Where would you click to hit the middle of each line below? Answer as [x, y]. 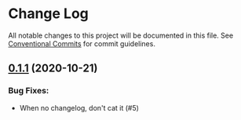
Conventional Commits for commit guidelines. [82, 43]
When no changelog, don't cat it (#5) [79, 107]
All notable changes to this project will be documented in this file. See [121, 35]
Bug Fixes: [29, 91]
